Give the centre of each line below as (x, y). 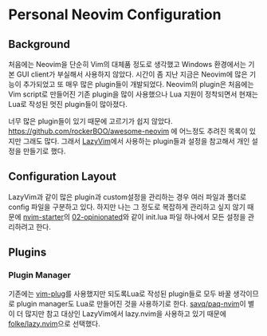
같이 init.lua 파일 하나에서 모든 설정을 (188, 216)
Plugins (27, 253)
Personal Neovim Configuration (115, 15)
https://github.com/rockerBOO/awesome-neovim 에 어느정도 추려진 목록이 (128, 131)
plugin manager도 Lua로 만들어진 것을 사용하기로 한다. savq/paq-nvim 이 (131, 303)
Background (39, 44)
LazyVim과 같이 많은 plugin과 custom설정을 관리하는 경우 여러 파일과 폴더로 (128, 196)
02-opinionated (97, 216)
